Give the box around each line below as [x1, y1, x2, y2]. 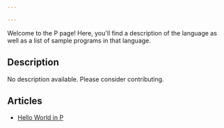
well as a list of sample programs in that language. [7, 36, 152, 45]
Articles [7, 95, 43, 106]
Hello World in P [17, 113, 64, 122]
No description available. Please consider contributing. [7, 74, 165, 83]
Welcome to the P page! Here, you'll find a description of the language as [7, 29, 218, 37]
